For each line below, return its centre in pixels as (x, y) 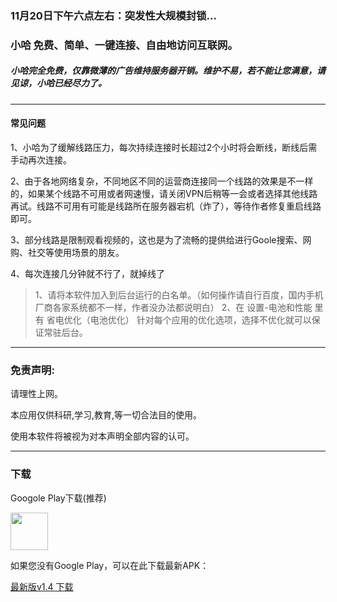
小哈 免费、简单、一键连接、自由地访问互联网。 (124, 45)
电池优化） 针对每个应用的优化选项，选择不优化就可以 (200, 320)
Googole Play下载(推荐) (58, 498)
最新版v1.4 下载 (42, 586)
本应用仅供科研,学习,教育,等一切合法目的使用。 (106, 415)
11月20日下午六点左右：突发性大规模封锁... (113, 15)
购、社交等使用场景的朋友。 (67, 253)
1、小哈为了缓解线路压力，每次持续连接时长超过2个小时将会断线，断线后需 (164, 148)
